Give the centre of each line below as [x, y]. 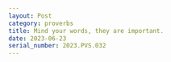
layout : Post [30, 16]
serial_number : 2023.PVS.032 [57, 46]
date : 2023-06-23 [38, 38]
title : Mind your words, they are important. [86, 31]
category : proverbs [41, 23]
